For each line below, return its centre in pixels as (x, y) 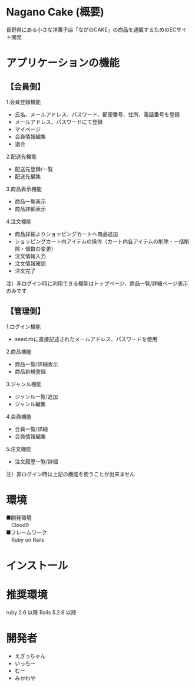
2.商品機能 (19, 351)
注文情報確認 (30, 263)
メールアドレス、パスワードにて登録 (59, 122)
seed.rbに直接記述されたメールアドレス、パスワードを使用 (86, 339)
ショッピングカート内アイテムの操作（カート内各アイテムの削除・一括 (99, 241)
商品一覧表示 (30, 201)
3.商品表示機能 (24, 189)
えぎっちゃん (30, 656)
